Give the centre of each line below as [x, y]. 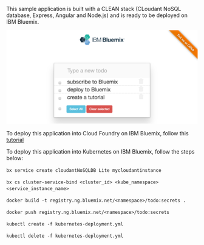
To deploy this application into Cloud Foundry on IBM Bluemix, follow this [98, 133]
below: [15, 158]
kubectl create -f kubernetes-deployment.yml [65, 224]
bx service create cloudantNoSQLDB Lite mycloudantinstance [84, 171]
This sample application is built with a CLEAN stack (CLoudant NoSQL [94, 9]
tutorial [15, 140]
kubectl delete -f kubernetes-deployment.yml [65, 236]
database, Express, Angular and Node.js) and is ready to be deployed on [97, 15]
